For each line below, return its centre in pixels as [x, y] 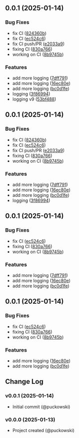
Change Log [24, 382]
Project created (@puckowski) [43, 430]
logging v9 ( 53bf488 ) [34, 99]
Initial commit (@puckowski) [41, 407]
